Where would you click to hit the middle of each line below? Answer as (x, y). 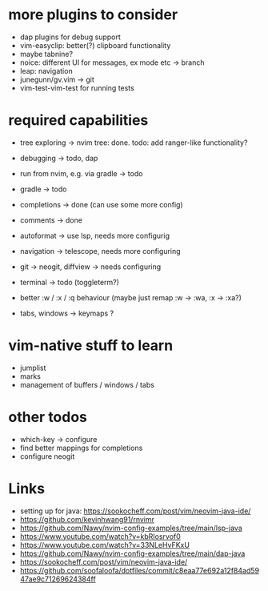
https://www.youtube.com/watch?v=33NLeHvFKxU (105, 545)
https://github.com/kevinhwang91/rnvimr (87, 519)
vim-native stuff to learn (91, 346)
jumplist (33, 368)
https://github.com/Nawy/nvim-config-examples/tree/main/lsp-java (131, 528)
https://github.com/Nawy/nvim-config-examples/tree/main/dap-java (132, 553)
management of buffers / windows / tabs (87, 384)
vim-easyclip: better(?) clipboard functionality (95, 45)
